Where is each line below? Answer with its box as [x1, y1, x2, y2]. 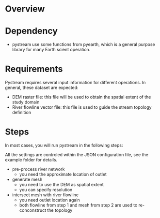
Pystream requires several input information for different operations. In [5, 80, 146, 86]
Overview [5, 3, 45, 15]
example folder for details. [5, 157, 57, 162]
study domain [12, 99, 40, 105]
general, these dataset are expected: [5, 85, 79, 90]
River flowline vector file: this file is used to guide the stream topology [12, 104, 152, 110]
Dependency [5, 26, 58, 37]
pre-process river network [12, 166, 65, 172]
